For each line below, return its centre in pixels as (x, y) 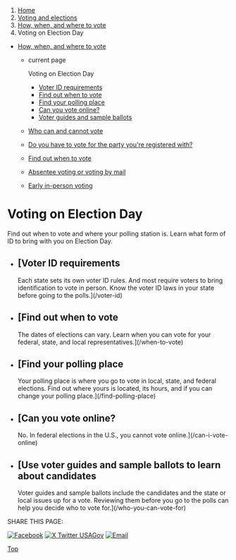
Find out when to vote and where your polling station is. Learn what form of (117, 233)
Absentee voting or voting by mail (77, 172)
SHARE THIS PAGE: (35, 522)
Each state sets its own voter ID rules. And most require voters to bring (120, 280)
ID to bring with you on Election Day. (60, 241)
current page (47, 60)
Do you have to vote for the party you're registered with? (110, 145)
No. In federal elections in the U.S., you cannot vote (92, 435)
